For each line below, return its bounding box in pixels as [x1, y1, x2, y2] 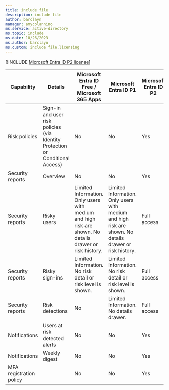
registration [8, 370, 35, 377]
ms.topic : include [5, 31, 44, 36]
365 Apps [76, 96, 102, 103]
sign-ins [42, 274, 63, 281]
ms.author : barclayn [5, 40, 49, 45]
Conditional [42, 155, 70, 162]
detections [42, 307, 68, 314]
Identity [42, 136, 61, 143]
